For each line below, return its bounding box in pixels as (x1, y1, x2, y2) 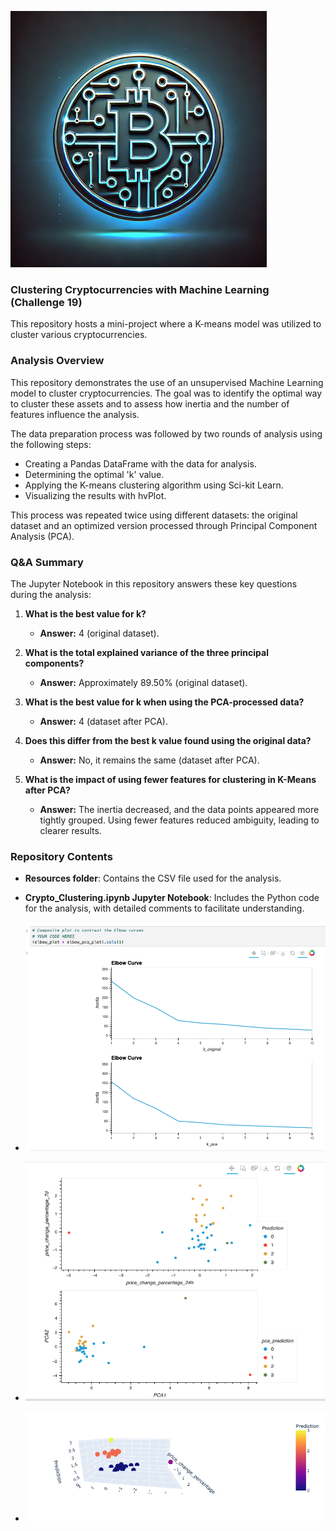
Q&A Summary (10, 555, 84, 569)
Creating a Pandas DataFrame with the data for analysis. (24, 457, 257, 470)
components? (24, 657, 85, 669)
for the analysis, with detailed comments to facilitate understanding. (24, 902, 305, 915)
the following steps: (10, 438, 92, 450)
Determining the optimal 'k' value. (24, 468, 165, 480)
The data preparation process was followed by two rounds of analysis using (10, 427, 323, 440)
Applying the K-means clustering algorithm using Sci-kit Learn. (24, 479, 284, 491)
